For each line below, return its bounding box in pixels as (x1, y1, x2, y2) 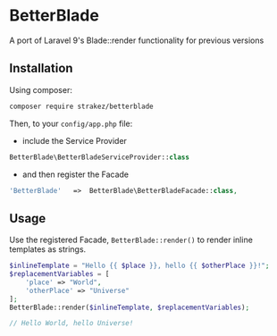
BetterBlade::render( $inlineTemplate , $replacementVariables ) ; (9, 303, 250, 312)
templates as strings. (9, 244, 87, 255)
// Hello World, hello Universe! (9, 319, 134, 328)
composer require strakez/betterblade (9, 102, 154, 111)
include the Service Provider (21, 135, 128, 146)
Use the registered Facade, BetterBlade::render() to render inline (9, 234, 253, 246)
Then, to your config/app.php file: (9, 118, 133, 129)
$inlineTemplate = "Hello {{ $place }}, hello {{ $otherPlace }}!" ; (9, 261, 270, 271)
